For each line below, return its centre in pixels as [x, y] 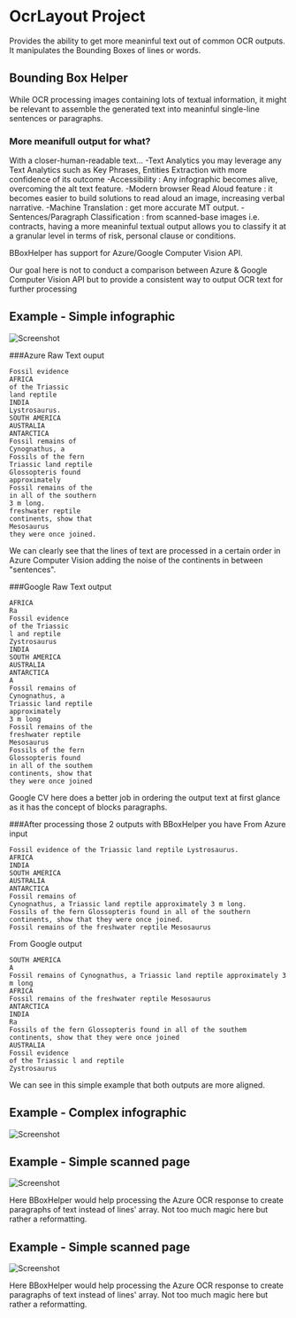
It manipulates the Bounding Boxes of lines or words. [105, 50]
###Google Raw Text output [61, 586]
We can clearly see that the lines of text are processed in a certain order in [145, 550]
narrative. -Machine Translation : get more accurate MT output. [124, 208]
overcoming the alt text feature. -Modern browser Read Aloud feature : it [141, 189]
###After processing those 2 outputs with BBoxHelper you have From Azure [148, 824]
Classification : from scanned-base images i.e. [175, 217]
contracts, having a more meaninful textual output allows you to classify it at [148, 227]
